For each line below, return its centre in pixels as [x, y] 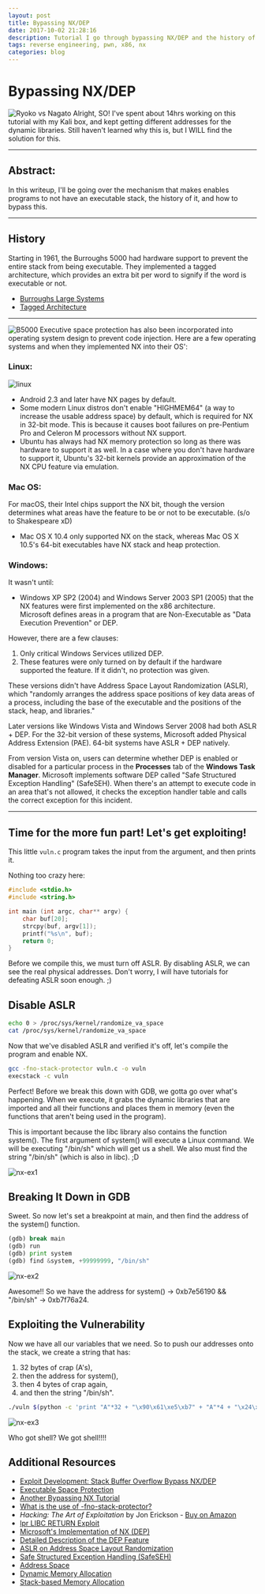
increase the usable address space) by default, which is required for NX [136, 416]
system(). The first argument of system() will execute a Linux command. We [131, 1140]
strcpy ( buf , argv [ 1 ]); [60, 926]
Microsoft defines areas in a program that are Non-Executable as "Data [135, 614]
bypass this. [28, 206]
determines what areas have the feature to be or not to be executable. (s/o [129, 513]
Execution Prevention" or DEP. [69, 623]
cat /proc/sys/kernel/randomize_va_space [77, 1030]
